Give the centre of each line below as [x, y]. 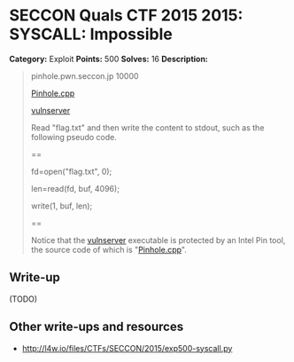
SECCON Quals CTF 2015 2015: [126, 16]
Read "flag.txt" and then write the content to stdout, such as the [147, 127]
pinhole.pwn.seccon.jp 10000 [85, 75]
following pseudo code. [73, 137]
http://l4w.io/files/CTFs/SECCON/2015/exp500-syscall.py [127, 348]
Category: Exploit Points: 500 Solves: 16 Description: [108, 59]
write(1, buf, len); [62, 206]
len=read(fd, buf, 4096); [75, 188]
